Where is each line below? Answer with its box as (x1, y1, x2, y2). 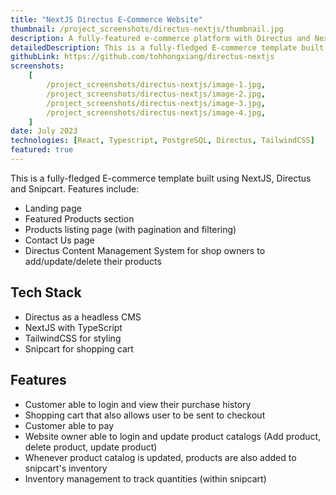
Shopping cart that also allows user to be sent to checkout (24, 409, 266, 421)
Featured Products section (24, 212, 135, 225)
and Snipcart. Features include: (10, 182, 140, 195)
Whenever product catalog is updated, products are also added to (24, 451, 297, 463)
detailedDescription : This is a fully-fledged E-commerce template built (10, 42, 325, 53)
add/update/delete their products (24, 255, 162, 267)
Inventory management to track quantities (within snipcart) (24, 472, 267, 485)
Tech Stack (10, 284, 82, 301)
